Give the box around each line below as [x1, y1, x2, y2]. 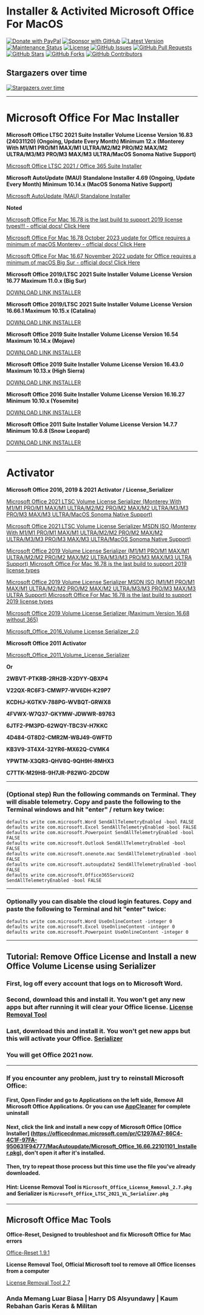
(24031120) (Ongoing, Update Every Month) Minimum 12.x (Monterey [6, 137, 185, 145]
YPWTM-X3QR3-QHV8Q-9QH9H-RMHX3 [6, 757, 114, 764]
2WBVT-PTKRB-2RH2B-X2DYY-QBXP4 [6, 675, 108, 682]
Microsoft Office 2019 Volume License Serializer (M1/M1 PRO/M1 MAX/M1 [6, 547, 189, 554]
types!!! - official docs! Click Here [6, 222, 90, 229]
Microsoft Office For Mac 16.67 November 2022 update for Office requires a [6, 252, 196, 260]
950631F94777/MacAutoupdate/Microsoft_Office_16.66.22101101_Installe [6, 1142, 197, 1150]
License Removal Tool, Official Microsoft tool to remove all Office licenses [6, 1261, 196, 1268]
